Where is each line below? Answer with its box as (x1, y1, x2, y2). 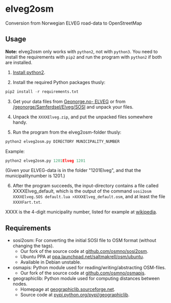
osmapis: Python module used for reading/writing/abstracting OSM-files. (12, 265, 166, 271)
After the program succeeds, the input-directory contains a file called (12, 183, 159, 189)
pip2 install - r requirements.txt (5, 89, 79, 94)
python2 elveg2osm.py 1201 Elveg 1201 (5, 158, 86, 163)
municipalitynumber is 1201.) (5, 172, 65, 179)
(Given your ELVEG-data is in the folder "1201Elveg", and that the (5, 167, 141, 174)
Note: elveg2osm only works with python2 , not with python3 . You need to (5, 48, 158, 54)
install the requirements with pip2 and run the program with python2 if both (5, 54, 162, 60)
